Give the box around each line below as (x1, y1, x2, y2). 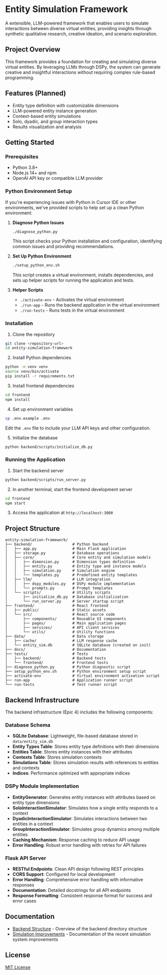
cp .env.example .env (5, 416, 50, 421)
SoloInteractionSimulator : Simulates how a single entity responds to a (12, 805, 158, 811)
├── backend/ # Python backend (5, 542, 108, 547)
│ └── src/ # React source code (5, 612, 115, 617)
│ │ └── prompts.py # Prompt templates (5, 586, 113, 591)
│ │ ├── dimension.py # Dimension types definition (5, 560, 135, 565)
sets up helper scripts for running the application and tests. (12, 277, 134, 284)
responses (12, 882, 34, 888)
